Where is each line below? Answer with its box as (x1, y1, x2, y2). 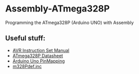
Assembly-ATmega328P (5, 3, 110, 14)
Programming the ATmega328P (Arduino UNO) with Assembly (5, 19, 134, 25)
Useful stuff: (5, 34, 46, 42)
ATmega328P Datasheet (12, 52, 63, 58)
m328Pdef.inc (12, 63, 42, 69)
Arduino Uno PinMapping (12, 58, 65, 64)
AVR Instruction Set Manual (12, 47, 69, 53)
